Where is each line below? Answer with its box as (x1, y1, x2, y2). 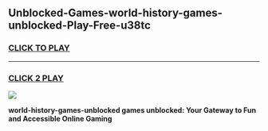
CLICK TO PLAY (8, 43, 70, 54)
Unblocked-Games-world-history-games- (8, 6, 223, 20)
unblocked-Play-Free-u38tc (8, 19, 152, 33)
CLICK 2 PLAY (8, 72, 64, 83)
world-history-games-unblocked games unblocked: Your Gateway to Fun (8, 105, 257, 114)
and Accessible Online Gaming (8, 114, 112, 123)
